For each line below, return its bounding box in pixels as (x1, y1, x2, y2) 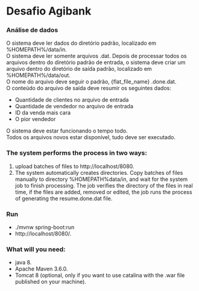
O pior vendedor (14, 116, 56, 123)
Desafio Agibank (6, 4, 92, 18)
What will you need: (6, 245, 66, 253)
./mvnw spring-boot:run (14, 224, 75, 231)
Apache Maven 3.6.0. (14, 265, 68, 273)
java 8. (14, 259, 32, 266)
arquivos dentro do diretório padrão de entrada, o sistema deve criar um (6, 59, 186, 66)
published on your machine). (14, 278, 86, 286)
